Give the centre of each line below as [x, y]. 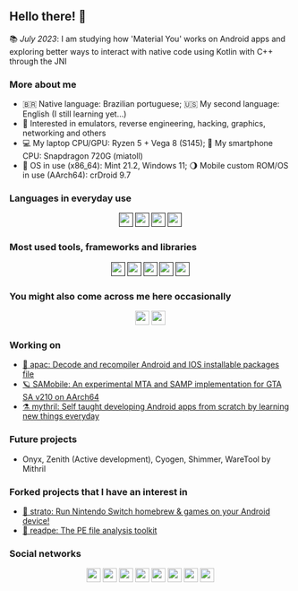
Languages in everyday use [71, 198]
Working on [35, 344]
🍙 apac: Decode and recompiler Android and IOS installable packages [151, 365]
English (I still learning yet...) [74, 114]
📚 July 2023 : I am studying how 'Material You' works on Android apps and [148, 39]
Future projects [43, 439]
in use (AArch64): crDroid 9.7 [77, 175]
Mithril [34, 468]
